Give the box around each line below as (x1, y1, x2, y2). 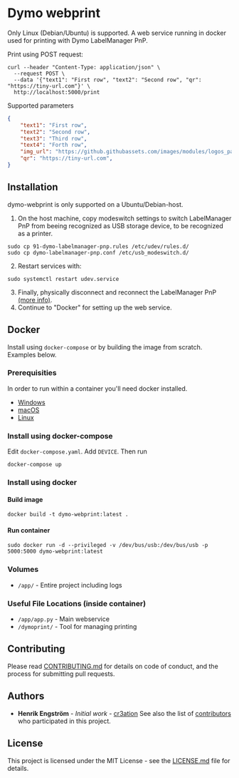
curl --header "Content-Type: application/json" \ (7, 63, 161, 71)
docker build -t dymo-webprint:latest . (7, 511, 129, 518)
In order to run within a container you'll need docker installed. (7, 384, 188, 393)
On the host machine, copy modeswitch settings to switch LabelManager (17, 214, 232, 222)
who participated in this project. (17, 717, 112, 725)
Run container (7, 526, 51, 534)
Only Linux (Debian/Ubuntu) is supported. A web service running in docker (7, 29, 226, 37)
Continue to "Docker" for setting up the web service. (17, 303, 172, 312)
